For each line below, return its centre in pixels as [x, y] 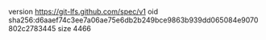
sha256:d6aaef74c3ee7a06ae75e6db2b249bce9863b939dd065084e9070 [133, 20]
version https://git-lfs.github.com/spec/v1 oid [83, 12]
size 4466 [74, 28]
